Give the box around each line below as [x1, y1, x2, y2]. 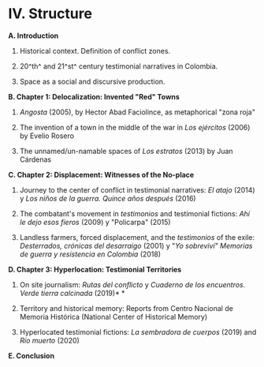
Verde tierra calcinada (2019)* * [19, 288, 125, 298]
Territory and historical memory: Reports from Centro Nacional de [19, 303, 234, 313]
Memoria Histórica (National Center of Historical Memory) [19, 312, 208, 321]
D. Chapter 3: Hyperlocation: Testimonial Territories [8, 264, 182, 274]
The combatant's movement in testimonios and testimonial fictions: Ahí [19, 208, 251, 218]
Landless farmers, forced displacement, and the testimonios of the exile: [19, 232, 255, 242]
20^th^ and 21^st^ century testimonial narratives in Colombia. [19, 61, 218, 71]
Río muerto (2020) [19, 335, 80, 345]
